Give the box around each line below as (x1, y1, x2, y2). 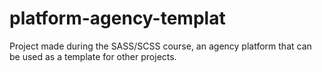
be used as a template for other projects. (9, 50, 177, 62)
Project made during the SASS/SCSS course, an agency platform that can (9, 40, 312, 52)
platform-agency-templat (9, 7, 226, 30)
